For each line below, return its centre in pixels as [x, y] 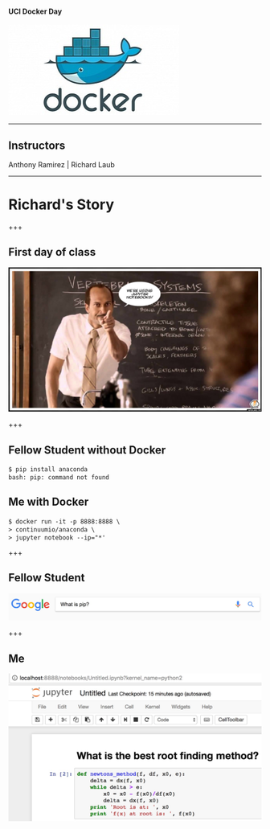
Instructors [37, 145]
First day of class [52, 252]
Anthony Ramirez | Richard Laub [61, 165]
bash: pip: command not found [59, 478]
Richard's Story [61, 205]
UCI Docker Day [35, 11]
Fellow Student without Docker [87, 450]
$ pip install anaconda [48, 470]
